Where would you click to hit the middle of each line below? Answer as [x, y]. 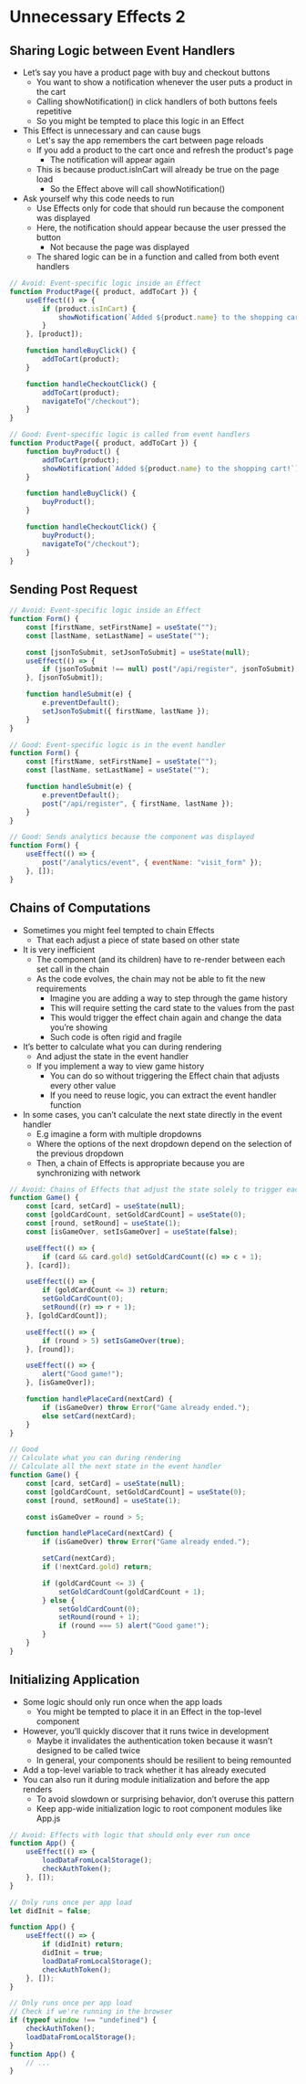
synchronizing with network [88, 1173]
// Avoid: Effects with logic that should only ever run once [130, 1835]
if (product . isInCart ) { [89, 309]
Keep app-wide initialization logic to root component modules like [159, 1808]
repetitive [54, 111]
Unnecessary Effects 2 [97, 17]
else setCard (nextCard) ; [89, 1416]
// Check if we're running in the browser [91, 2012]
